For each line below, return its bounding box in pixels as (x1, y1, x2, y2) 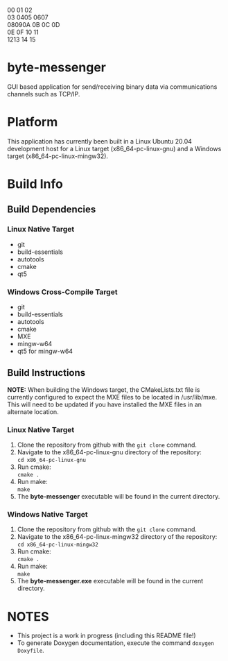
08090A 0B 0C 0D (7, 21, 60, 28)
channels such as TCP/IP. (7, 89, 80, 98)
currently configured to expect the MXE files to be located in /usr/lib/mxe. (7, 393, 218, 401)
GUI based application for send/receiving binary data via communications (7, 83, 218, 91)
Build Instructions (7, 367, 86, 379)
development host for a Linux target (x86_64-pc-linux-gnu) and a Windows (7, 144, 222, 153)
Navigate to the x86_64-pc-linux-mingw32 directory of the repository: (17, 533, 218, 541)
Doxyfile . (17, 646, 45, 655)
